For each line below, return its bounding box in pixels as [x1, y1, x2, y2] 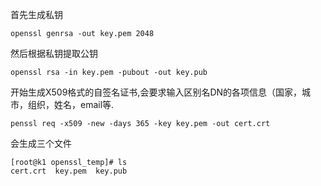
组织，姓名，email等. [27, 99, 115, 110]
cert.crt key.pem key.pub [10, 166, 128, 176]
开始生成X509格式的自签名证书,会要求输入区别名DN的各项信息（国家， [10, 86, 303, 98]
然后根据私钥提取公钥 [10, 48, 98, 59]
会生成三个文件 [10, 138, 72, 149]
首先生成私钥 [10, 9, 63, 20]
